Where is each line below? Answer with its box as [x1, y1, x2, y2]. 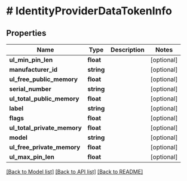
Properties [6, 28, 47, 38]
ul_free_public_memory [9, 75, 78, 83]
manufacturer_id [9, 66, 58, 73]
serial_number [9, 85, 52, 93]
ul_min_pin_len [9, 56, 53, 64]
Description [110, 46, 145, 54]
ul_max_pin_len [9, 153, 55, 161]
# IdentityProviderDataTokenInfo [6, 4, 172, 18]
